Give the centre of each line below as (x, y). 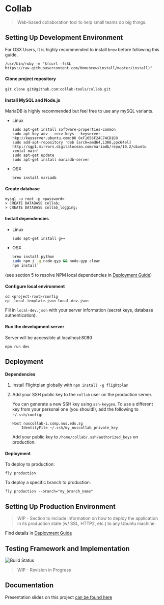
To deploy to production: (30, 464)
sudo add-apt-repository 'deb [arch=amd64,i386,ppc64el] (72, 143)
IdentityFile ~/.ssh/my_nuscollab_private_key (70, 428)
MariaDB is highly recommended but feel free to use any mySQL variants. (79, 111)
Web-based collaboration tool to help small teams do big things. (82, 22)
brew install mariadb (34, 178)
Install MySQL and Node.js (33, 100)
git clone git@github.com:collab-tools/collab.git (58, 89)
